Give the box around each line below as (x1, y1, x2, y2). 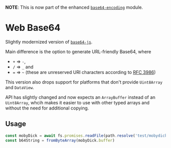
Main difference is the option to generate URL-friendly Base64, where (5, 48, 152, 55)
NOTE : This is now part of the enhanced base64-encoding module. (5, 5, 144, 10)
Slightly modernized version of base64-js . (5, 39, 93, 45)
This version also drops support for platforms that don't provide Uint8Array (5, 79, 163, 85)
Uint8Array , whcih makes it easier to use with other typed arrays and (5, 99, 150, 105)
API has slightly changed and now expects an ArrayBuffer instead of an (5, 94, 156, 100)
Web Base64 (5, 22, 61, 33)
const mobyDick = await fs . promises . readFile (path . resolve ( (5, 133, 136, 138)
